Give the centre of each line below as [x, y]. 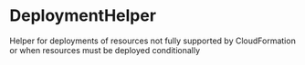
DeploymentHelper [83, 16]
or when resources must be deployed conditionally [105, 50]
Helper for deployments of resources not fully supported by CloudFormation [153, 41]
